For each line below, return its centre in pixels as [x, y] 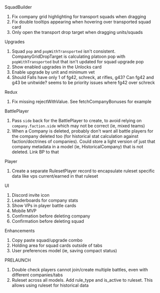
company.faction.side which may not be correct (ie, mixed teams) [78, 126]
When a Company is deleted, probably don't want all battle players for [82, 131]
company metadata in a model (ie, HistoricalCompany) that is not [77, 146]
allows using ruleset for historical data [50, 285]
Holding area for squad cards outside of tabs [57, 245]
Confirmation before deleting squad [48, 221]
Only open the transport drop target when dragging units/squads [77, 32]
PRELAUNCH [18, 260]
